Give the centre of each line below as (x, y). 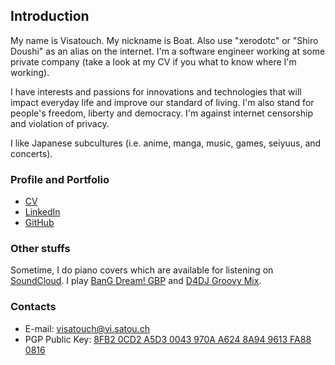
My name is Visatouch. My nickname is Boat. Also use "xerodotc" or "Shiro (164, 40)
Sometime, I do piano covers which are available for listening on (142, 270)
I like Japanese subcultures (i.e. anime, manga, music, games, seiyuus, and (166, 143)
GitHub (39, 223)
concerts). (31, 153)
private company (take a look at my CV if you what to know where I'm (153, 61)
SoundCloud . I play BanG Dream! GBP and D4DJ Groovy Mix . (136, 281)
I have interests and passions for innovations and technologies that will (156, 91)
